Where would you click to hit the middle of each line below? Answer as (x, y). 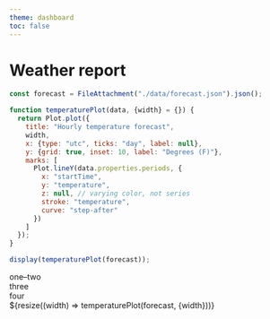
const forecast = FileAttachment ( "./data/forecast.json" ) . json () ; (136, 94)
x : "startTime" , (72, 177)
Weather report (68, 70)
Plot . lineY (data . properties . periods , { (107, 168)
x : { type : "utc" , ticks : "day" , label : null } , (114, 143)
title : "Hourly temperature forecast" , (100, 127)
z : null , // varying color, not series (116, 194)
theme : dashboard (42, 17)
